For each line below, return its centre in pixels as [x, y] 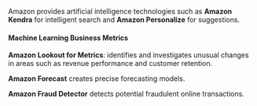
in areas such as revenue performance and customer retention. [110, 64]
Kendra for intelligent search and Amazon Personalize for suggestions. [124, 20]
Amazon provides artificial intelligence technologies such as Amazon [120, 11]
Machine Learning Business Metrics [68, 38]
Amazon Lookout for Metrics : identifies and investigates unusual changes [128, 55]
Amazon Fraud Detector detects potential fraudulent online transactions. [127, 94]
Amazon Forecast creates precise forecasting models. [97, 79]
